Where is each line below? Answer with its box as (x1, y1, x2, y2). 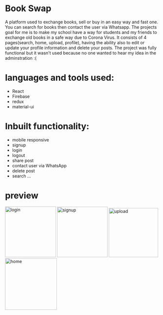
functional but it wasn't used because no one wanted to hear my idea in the (5, 50, 157, 56)
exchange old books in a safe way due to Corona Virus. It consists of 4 (5, 35, 147, 40)
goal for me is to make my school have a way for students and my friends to (5, 29, 157, 35)
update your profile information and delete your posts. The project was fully (5, 45, 157, 51)
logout (12, 152, 25, 158)
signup (12, 142, 26, 148)
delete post (12, 168, 35, 174)
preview (5, 190, 39, 201)
